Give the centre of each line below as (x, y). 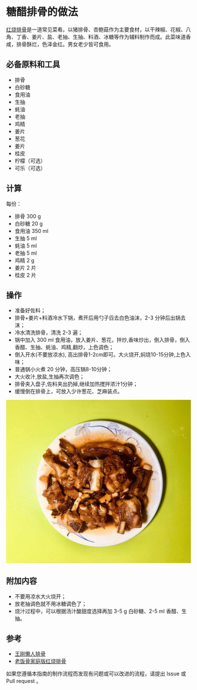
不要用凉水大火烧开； (40, 596)
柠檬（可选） (30, 161)
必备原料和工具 (33, 64)
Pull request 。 (24, 681)
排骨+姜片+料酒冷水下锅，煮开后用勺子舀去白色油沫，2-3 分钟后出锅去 (100, 318)
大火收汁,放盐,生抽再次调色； (50, 376)
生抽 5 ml (26, 238)
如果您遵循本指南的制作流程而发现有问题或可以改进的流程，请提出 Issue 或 (96, 674)
